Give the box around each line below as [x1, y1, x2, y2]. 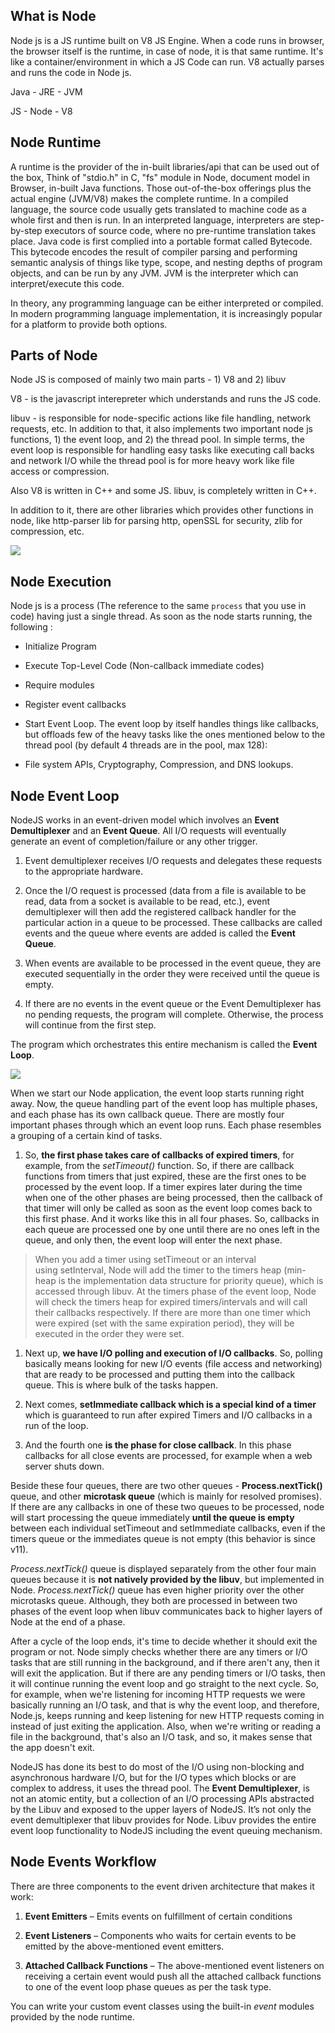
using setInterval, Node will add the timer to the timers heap [34, 1264, 282, 1276]
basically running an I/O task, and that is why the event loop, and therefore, [10, 1699, 320, 1711]
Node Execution [10, 573, 112, 590]
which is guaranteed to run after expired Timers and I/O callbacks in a [24, 1409, 313, 1421]
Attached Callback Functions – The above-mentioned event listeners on [24, 1959, 325, 1971]
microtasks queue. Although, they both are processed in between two [10, 1595, 298, 1607]
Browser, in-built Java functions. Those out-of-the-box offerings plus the [10, 182, 312, 194]
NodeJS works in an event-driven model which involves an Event [10, 814, 280, 826]
